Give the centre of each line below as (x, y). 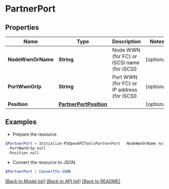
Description (126, 42)
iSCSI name (126, 62)
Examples (21, 122)
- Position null (23, 153)
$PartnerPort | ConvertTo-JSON (38, 172)
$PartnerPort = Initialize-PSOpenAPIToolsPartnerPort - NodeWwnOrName (81, 143)
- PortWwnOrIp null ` (29, 148)
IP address (125, 90)
